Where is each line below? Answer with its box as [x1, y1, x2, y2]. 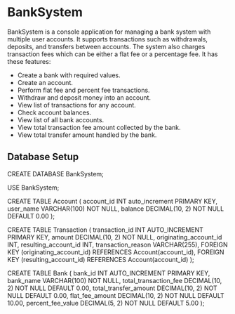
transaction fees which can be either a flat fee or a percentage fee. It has [7, 50, 218, 58]
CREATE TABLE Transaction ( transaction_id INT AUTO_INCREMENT [7, 225, 203, 234]
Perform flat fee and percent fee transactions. [17, 86, 150, 94]
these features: [7, 57, 51, 65]
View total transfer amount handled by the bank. [17, 131, 157, 139]
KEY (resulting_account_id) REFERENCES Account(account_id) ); [7, 255, 194, 263]
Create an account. [17, 78, 74, 86]
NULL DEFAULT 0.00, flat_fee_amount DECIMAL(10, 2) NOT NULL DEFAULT [7, 291, 224, 299]
